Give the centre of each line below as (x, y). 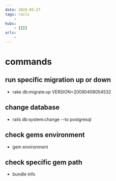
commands (29, 62)
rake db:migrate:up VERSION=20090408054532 (62, 91)
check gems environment (45, 135)
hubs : (11, 23)
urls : (11, 33)
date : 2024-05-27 (23, 10)
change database (32, 108)
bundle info (24, 174)
